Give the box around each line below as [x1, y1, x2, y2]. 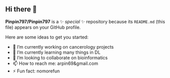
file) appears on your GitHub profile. [5, 24, 81, 30]
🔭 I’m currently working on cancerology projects [12, 44, 114, 50]
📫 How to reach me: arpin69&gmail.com [12, 60, 98, 66]
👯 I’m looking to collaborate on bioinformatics [12, 54, 108, 61]
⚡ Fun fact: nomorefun [12, 68, 60, 74]
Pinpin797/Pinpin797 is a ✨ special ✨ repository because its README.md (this [5, 18, 165, 24]
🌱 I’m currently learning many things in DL [12, 49, 101, 55]
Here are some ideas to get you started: [5, 34, 89, 40]
